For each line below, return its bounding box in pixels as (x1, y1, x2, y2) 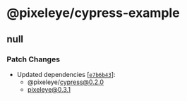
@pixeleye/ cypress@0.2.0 (27, 78, 104, 86)
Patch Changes (6, 54, 61, 64)
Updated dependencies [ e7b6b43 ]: (16, 70, 116, 78)
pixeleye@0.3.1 (27, 85, 71, 93)
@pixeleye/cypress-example (6, 5, 181, 21)
